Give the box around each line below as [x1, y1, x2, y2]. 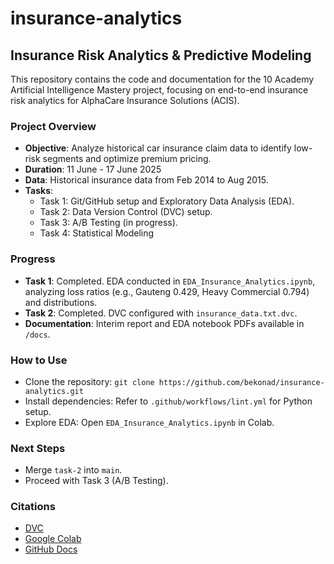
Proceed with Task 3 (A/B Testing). [24, 475, 169, 487]
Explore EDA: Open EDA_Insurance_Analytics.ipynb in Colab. [24, 416, 275, 428]
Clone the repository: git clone [24, 375, 155, 387]
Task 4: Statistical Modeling [39, 227, 155, 239]
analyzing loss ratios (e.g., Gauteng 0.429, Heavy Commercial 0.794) [24, 285, 310, 297]
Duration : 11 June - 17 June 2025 [24, 163, 162, 176]
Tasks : [24, 185, 54, 197]
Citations [10, 500, 56, 514]
